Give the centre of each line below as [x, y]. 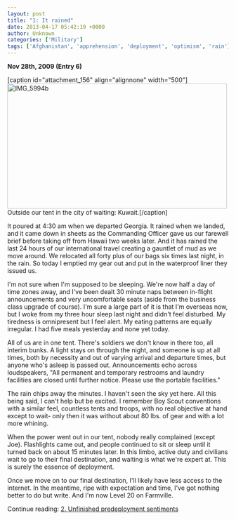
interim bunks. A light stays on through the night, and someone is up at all [114, 350]
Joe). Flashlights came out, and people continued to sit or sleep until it [109, 444]
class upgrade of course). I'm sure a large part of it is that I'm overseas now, [118, 307]
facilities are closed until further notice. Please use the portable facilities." [114, 380]
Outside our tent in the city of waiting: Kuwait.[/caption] [87, 212]
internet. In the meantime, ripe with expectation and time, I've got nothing [113, 488]
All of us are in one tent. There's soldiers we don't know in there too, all [110, 342]
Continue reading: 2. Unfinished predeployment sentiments [93, 509]
